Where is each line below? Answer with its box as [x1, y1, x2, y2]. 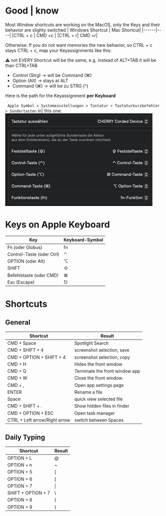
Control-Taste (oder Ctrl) [7, 251, 59, 257]
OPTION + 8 [7, 497, 32, 503]
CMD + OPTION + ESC [7, 410, 54, 416]
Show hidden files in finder [74, 403, 129, 409]
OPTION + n [7, 462, 32, 468]
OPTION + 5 [7, 469, 32, 475]
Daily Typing [5, 433, 45, 442]
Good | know [5, 5, 59, 17]
